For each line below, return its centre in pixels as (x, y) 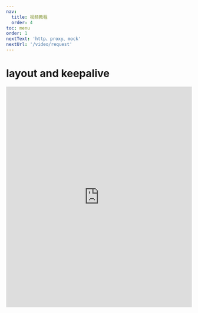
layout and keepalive (58, 74)
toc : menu (18, 28)
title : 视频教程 (30, 17)
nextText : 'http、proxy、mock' (44, 39)
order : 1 (17, 34)
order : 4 (22, 22)
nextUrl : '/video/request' (39, 45)
